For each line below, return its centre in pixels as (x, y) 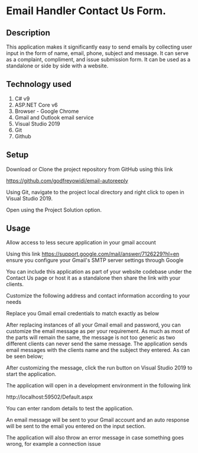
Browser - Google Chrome (47, 111)
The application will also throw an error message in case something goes (95, 438)
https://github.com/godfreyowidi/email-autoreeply (67, 180)
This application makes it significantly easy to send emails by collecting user (99, 47)
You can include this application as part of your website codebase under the (99, 272)
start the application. (31, 374)
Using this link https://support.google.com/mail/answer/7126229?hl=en (93, 254)
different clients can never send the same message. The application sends (97, 344)
